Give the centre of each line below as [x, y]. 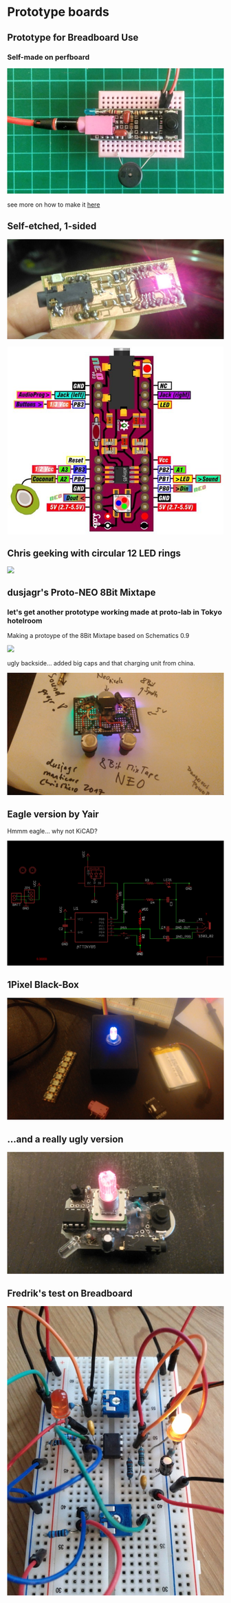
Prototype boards [58, 12]
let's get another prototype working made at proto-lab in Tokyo [114, 612]
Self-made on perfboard [48, 57]
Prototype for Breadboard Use [73, 38]
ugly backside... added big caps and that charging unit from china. [101, 663]
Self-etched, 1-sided [52, 226]
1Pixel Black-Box [43, 985]
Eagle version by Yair [53, 815]
